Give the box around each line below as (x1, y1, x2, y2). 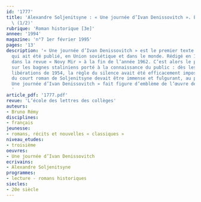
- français (6, 120, 33, 126)
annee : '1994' (6, 31, 42, 37)
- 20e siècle (6, 186, 39, 192)
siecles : (6, 181, 28, 187)
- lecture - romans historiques (6, 176, 87, 182)
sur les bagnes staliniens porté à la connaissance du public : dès (11, 64, 186, 71)
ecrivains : (6, 159, 33, 165)
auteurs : (6, 103, 28, 109)
